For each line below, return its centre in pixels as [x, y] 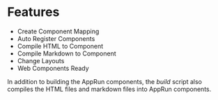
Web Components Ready [53, 68]
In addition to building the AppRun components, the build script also [104, 81]
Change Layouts [41, 60]
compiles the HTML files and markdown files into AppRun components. [109, 89]
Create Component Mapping [58, 31]
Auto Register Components [56, 38]
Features [33, 12]
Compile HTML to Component [60, 46]
